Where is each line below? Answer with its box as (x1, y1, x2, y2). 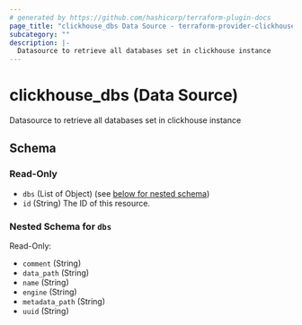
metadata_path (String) (22, 296, 106, 307)
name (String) (22, 277, 69, 288)
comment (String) (22, 258, 82, 269)
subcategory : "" (9, 30, 70, 39)
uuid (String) (22, 306, 69, 317)
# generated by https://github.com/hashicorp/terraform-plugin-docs (9, 13, 271, 22)
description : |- (9, 38, 70, 48)
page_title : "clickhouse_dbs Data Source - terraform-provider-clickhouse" (9, 22, 299, 31)
